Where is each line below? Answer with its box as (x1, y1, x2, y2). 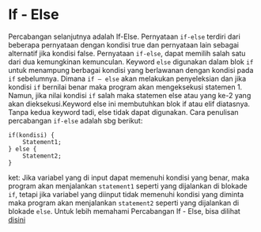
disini (8, 215, 26, 224)
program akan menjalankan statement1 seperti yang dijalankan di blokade (8, 181, 248, 191)
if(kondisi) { (8, 131, 55, 139)
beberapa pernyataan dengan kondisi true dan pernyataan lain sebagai (8, 40, 240, 49)
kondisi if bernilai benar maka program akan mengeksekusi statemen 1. (8, 82, 243, 92)
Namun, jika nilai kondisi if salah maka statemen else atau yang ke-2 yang (8, 90, 252, 100)
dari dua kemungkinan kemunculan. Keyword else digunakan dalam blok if (8, 57, 254, 67)
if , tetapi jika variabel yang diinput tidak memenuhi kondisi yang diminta (8, 189, 244, 199)
